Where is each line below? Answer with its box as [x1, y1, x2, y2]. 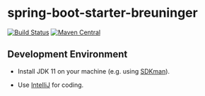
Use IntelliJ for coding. [17, 81, 84, 89]
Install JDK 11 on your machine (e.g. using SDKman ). [17, 67, 170, 75]
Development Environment [7, 48, 128, 60]
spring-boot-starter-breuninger [7, 5, 198, 21]
